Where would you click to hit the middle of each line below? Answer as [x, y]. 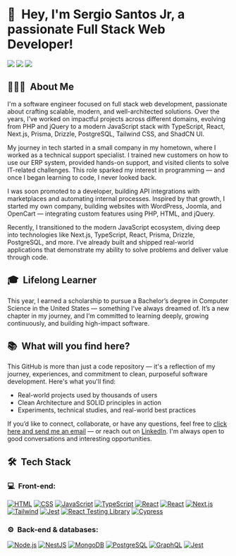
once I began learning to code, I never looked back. [82, 177]
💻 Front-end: [32, 486]
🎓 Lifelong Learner [52, 280]
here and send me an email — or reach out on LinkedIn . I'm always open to [116, 431]
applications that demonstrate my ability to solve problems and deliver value [118, 249]
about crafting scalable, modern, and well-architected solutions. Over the [113, 111]
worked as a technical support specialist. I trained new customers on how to [118, 155]
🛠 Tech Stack [39, 462]
